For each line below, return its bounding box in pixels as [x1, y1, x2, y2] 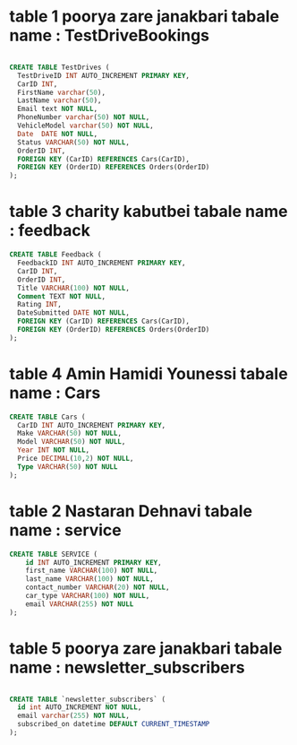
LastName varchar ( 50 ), [17, 96, 102, 105]
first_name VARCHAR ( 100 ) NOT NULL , [25, 567, 158, 576]
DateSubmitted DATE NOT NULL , [17, 308, 130, 317]
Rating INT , [17, 300, 63, 309]
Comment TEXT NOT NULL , [17, 291, 106, 301]
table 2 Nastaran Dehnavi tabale [9, 500, 253, 521]
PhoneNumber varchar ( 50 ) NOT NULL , [17, 113, 150, 122]
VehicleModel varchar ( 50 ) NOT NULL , [17, 121, 154, 131]
